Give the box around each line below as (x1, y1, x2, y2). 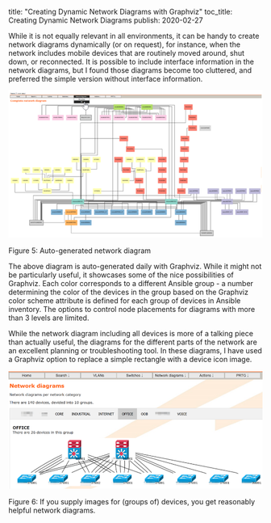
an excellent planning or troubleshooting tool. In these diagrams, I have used (8, 345, 262, 355)
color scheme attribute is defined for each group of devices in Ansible (8, 295, 241, 306)
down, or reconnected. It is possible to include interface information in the (8, 57, 254, 66)
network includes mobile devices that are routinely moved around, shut (8, 49, 244, 57)
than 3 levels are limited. (8, 313, 90, 323)
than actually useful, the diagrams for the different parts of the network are (8, 337, 258, 347)
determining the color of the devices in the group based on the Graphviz (8, 287, 248, 297)
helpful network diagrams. (8, 505, 96, 515)
